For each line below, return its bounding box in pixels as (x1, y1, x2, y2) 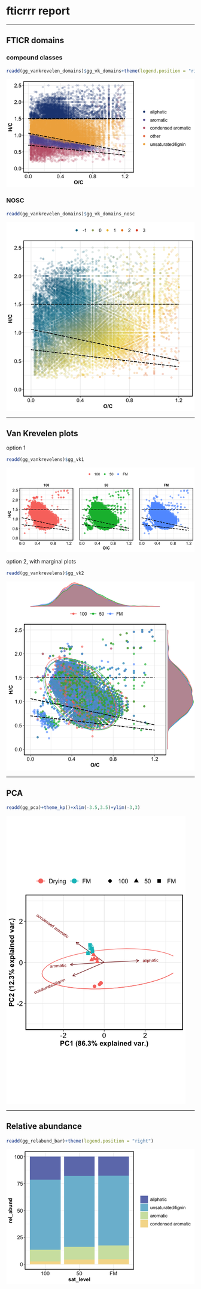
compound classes (6, 53, 63, 62)
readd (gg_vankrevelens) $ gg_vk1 (6, 457, 84, 463)
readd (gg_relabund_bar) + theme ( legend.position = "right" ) (6, 1138, 154, 1144)
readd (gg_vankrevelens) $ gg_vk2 (6, 570, 84, 577)
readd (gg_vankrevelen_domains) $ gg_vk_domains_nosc (6, 211, 135, 217)
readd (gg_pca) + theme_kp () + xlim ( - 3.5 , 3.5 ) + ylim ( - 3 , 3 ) (6, 805, 141, 811)
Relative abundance (6, 1121, 82, 1132)
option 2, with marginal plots (6, 558, 77, 565)
